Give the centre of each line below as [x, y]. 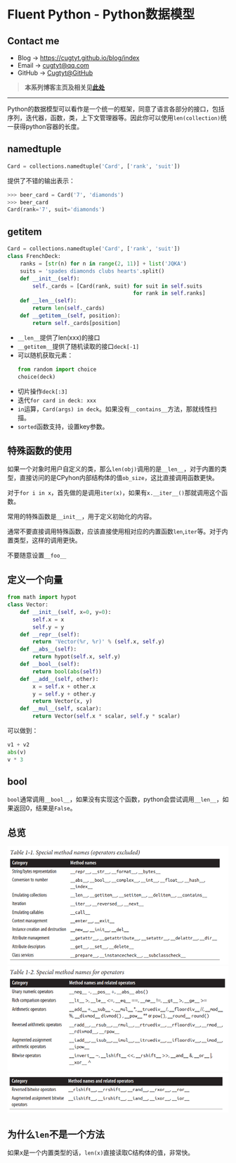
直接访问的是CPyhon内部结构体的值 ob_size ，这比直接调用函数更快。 [119, 478]
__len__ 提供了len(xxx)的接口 [59, 337]
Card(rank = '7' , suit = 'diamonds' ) [56, 210]
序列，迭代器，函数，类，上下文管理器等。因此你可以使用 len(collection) [114, 118]
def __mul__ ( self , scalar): [61, 709]
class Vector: [28, 605]
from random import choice [57, 369]
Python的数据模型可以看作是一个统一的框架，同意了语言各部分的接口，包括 [116, 109]
